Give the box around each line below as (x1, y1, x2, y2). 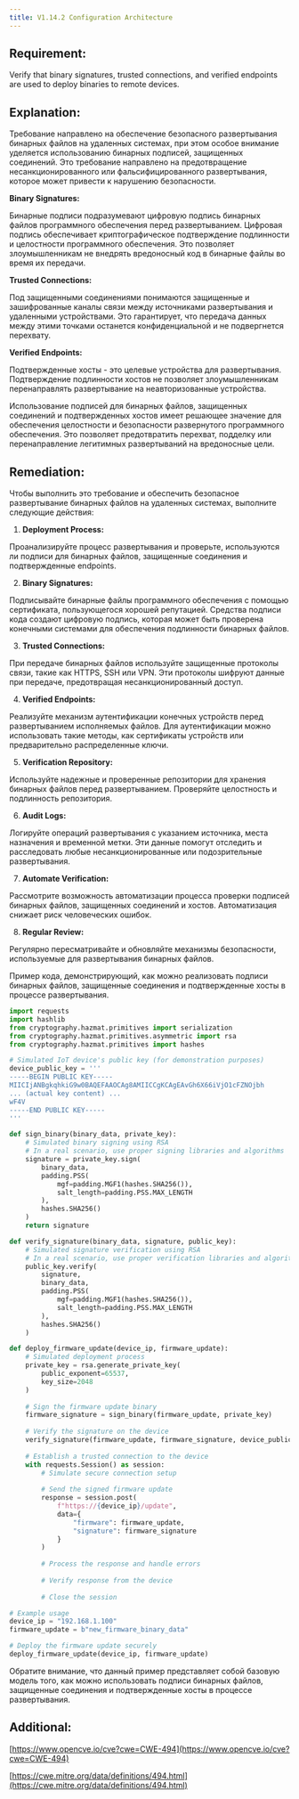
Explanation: (9, 104, 81, 120)
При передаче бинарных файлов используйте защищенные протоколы (9, 658, 279, 669)
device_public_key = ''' (9, 1064, 101, 1073)
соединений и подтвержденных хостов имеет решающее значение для (9, 411, 282, 421)
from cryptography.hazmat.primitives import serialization (9, 1023, 233, 1032)
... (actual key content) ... (9, 1088, 122, 1098)
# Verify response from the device (41, 1575, 174, 1585)
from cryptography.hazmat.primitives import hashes (9, 1039, 205, 1049)
